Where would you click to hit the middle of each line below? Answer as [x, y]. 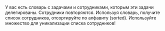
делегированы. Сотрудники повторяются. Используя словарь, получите [82, 12]
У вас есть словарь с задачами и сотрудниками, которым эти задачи [79, 7]
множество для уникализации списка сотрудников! [60, 23]
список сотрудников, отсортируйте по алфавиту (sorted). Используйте [81, 18]
